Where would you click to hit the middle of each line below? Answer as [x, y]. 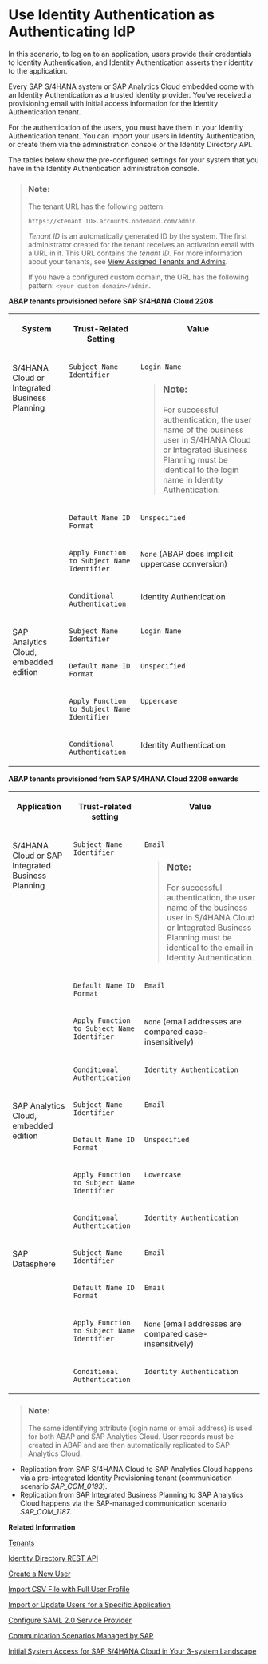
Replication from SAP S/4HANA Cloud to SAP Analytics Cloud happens [136, 1470]
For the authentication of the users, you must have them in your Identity [126, 127]
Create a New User [39, 1574]
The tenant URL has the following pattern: [96, 206]
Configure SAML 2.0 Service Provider [70, 1620]
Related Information [42, 1527]
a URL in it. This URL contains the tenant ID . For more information [135, 253]
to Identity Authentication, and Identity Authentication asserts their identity [131, 62]
